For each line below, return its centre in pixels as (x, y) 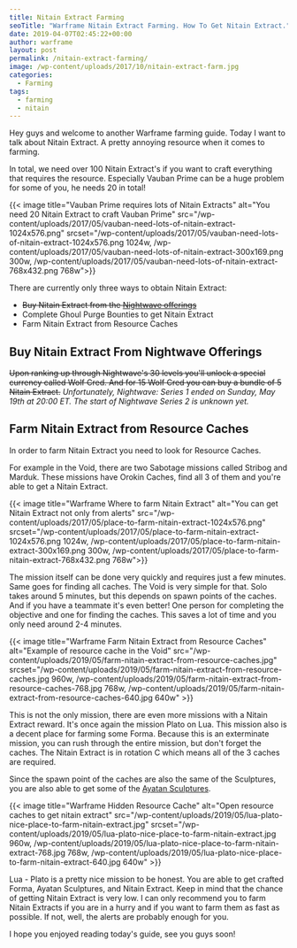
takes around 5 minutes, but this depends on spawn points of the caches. (143, 596)
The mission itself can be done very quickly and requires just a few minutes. (148, 577)
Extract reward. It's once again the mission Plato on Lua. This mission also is (148, 724)
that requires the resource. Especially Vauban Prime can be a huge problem (147, 179)
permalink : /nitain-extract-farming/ (79, 58)
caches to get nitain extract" (61, 814)
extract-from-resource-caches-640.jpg (81, 698)
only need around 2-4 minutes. (65, 624)
